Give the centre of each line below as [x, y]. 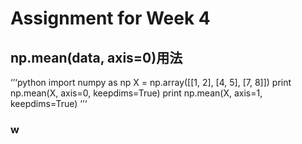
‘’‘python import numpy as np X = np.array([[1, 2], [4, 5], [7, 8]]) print [151, 82]
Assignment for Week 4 [110, 18]
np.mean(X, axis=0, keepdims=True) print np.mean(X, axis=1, [136, 93]
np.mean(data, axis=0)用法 [96, 57]
